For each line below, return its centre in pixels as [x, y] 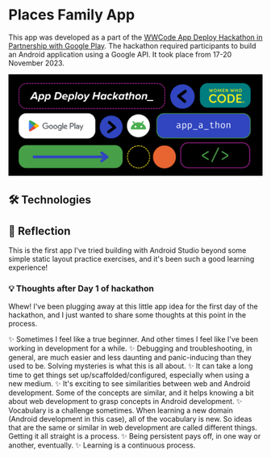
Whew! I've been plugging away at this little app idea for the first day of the [133, 306]
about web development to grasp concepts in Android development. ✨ [125, 401]
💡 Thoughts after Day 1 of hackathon [81, 288]
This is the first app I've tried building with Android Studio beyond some [127, 250]
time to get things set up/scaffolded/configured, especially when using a [129, 375]
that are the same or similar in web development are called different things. [133, 427]
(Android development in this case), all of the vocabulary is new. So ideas [130, 418]
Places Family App [72, 15]
